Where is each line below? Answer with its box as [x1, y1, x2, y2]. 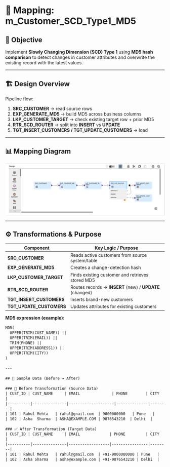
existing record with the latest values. [5, 60, 83, 65]
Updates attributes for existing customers [70, 303, 157, 309]
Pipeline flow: [5, 96, 34, 102]
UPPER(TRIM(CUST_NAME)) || [10, 330, 67, 335]
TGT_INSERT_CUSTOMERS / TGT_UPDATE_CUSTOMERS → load [12, 127, 148, 133]
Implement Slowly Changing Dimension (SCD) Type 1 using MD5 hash [5, 49, 153, 55]
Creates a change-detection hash [70, 264, 141, 270]
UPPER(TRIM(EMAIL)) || [10, 335, 58, 340]
